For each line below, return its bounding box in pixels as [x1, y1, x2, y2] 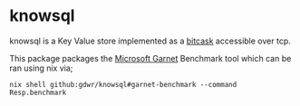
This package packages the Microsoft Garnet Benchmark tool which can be [9, 53, 292, 63]
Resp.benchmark [9, 88, 67, 97]
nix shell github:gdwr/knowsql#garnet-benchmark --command [9, 80, 237, 89]
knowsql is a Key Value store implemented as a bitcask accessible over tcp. [9, 35, 292, 46]
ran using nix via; [9, 63, 73, 73]
